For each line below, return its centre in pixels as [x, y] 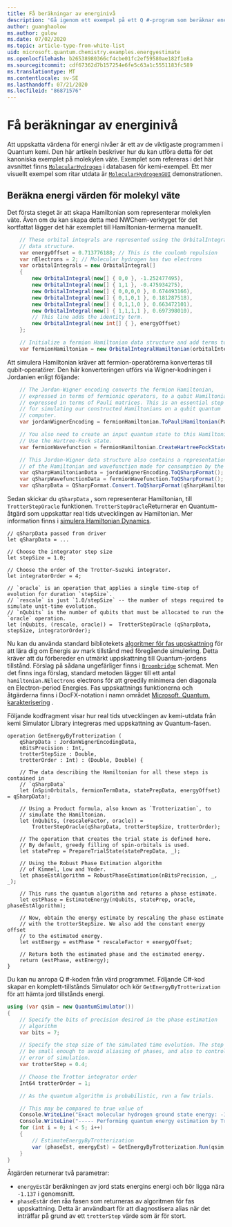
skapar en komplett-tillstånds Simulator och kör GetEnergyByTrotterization [114, 986]
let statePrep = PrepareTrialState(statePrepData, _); [100, 851]
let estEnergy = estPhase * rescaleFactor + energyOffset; [106, 942]
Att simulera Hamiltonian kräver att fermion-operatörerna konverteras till [110, 362]
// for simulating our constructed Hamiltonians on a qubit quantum [120, 409]
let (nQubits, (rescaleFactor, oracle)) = [81, 821]
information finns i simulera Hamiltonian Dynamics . [79, 521]
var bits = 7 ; [40, 1033]
